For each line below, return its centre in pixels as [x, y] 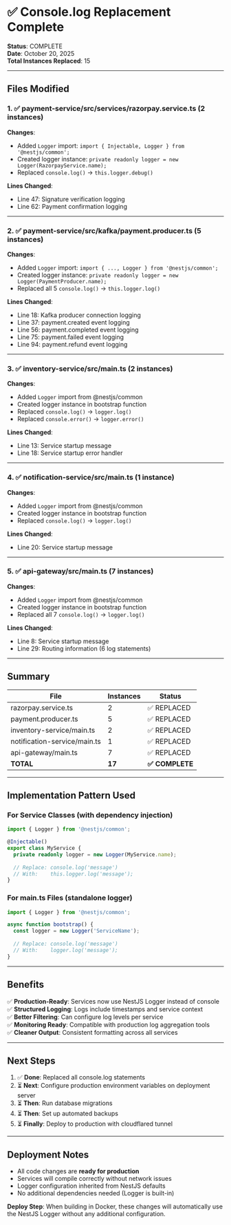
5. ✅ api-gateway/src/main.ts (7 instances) [80, 571]
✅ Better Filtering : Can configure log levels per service [85, 1017]
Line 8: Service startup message [63, 641]
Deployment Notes [48, 1154]
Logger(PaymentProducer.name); [62, 281]
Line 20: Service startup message [65, 547]
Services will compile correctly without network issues [94, 1179]
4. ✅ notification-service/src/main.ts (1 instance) [91, 478]
